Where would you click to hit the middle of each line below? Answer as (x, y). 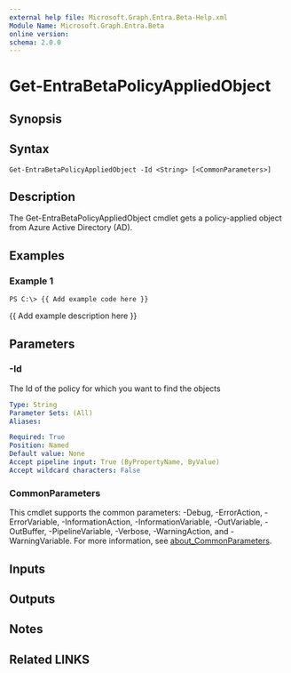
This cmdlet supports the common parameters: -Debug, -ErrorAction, (136, 513)
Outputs (32, 599)
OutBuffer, (28, 532)
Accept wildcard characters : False (75, 470)
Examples (37, 256)
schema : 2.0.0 (35, 42)
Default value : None (47, 454)
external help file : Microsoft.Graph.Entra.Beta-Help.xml (118, 17)
